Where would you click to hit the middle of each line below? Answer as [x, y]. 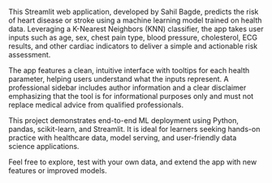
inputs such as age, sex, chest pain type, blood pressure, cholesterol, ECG [133, 37]
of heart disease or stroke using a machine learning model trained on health [135, 20]
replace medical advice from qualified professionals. [96, 105]
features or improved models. [58, 170]
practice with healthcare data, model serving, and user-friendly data [123, 138]
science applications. [44, 146]
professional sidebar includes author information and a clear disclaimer [127, 87]
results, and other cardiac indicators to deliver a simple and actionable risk [133, 46]
